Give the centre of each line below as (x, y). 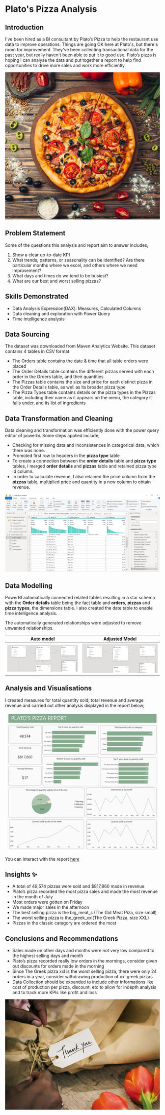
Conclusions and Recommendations (62, 939)
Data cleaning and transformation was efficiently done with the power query (82, 430)
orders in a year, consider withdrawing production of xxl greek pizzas (82, 977)
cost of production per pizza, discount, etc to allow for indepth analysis (84, 987)
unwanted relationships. (29, 628)
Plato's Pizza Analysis (51, 9)
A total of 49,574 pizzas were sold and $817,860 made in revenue (78, 886)
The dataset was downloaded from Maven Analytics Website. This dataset (80, 346)
